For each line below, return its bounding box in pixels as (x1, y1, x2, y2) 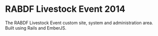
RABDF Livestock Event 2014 (5, 3, 126, 15)
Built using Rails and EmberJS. (5, 25, 67, 31)
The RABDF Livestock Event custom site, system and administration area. (5, 20, 154, 26)
